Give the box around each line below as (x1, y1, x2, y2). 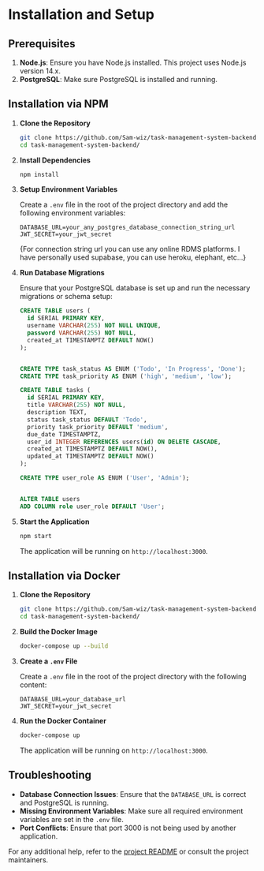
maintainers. (8, 854, 49, 865)
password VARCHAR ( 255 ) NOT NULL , (27, 329, 137, 337)
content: (19, 680, 47, 690)
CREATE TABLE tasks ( (19, 387, 91, 394)
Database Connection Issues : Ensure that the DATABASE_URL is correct (19, 789, 247, 798)
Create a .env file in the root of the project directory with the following (19, 672, 247, 681)
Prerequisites (8, 37, 76, 50)
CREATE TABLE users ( (19, 307, 91, 315)
